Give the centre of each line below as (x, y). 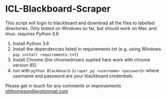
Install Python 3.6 (31, 43)
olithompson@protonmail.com (37, 91)
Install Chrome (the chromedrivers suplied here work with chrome (81, 59)
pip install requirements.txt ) (45, 54)
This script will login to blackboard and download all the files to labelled (80, 23)
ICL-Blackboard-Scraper (58, 9)
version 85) (25, 65)
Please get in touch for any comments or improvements (63, 86)
